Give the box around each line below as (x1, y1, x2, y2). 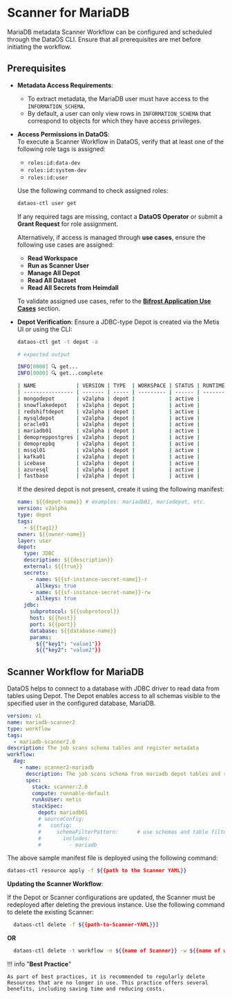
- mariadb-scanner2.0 (13, 738, 76, 745)
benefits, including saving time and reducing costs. (7, 986, 166, 993)
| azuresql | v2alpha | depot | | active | (17, 466, 200, 473)
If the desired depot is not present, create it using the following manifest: (17, 485, 224, 494)
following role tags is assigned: (17, 144, 106, 153)
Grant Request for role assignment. (17, 220, 119, 228)
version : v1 (7, 713, 41, 720)
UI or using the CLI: (17, 324, 72, 333)
